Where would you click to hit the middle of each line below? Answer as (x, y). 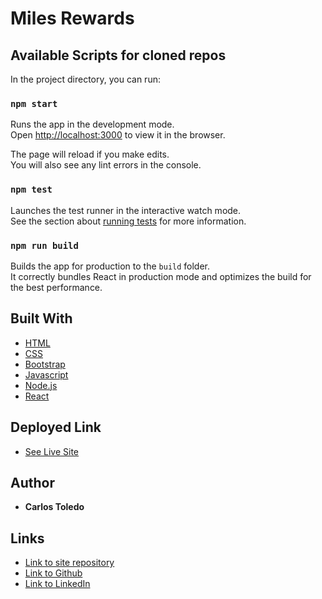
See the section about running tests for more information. (128, 221)
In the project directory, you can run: (85, 79)
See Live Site (52, 451)
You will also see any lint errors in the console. (106, 165)
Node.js (41, 385)
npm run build (44, 245)
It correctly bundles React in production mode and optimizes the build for (161, 276)
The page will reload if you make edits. (90, 154)
